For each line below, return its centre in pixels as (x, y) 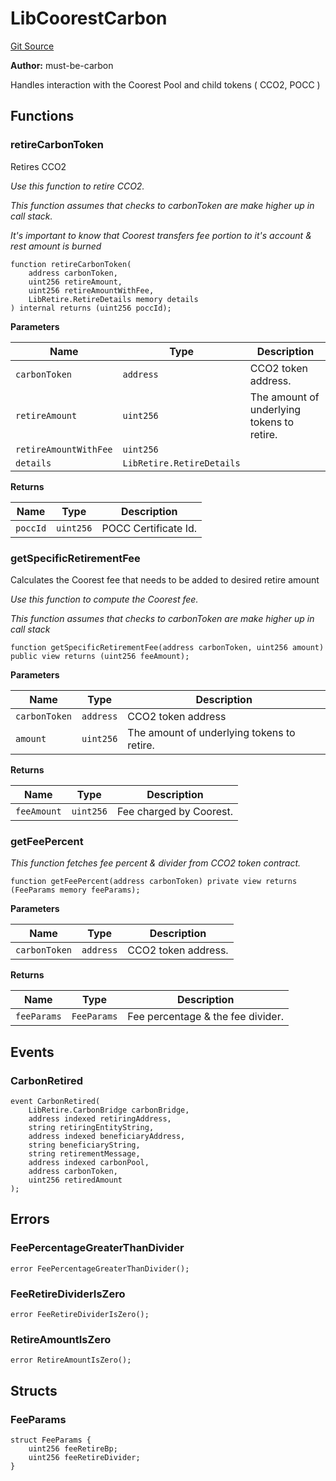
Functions (42, 116)
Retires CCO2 (38, 166)
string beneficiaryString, (84, 1145)
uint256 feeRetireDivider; (84, 1457)
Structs (34, 1390)
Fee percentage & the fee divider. (205, 1017)
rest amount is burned (56, 246)
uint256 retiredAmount (75, 1180)
